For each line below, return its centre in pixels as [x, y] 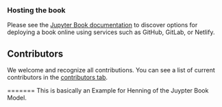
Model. [17, 98]
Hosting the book [36, 10]
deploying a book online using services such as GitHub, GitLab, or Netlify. [111, 32]
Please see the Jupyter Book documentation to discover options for [102, 25]
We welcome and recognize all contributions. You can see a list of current [111, 70]
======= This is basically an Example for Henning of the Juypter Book [108, 91]
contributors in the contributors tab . [58, 78]
